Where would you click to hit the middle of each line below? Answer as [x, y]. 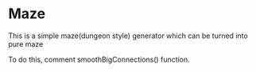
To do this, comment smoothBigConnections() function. [99, 59]
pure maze [26, 44]
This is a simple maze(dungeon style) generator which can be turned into [128, 36]
